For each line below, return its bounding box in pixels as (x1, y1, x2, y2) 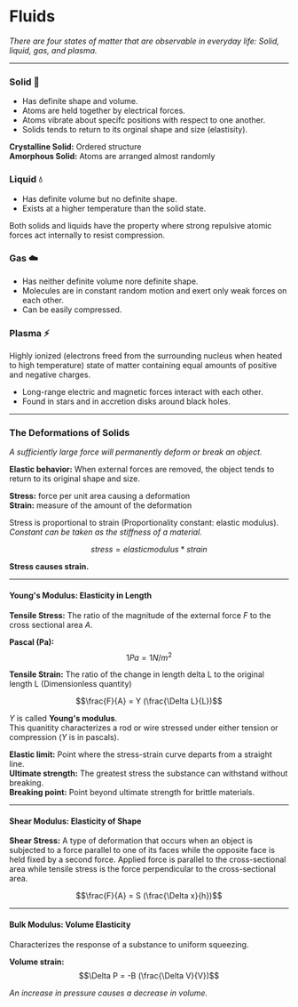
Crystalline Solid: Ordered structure (9, 141, 142, 152)
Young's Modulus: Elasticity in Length (9, 590, 153, 601)
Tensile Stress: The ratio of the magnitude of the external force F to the (9, 609, 272, 620)
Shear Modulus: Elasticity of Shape (9, 816, 142, 826)
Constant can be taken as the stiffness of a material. (9, 527, 202, 537)
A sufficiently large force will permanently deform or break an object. (9, 447, 263, 457)
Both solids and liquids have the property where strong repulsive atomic (9, 220, 272, 230)
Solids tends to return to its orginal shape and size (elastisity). (21, 125, 248, 135)
